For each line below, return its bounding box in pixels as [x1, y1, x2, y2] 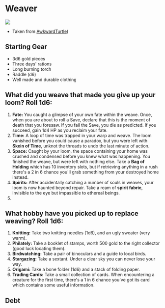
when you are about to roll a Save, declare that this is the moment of [12, 116, 151, 123]
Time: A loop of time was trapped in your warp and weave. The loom [12, 132, 152, 138]
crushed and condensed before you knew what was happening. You [12, 153, 151, 159]
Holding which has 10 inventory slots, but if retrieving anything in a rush [12, 164, 158, 169]
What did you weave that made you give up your [5, 91, 156, 99]
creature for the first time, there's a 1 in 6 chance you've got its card [12, 277, 150, 283]
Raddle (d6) [12, 71, 36, 77]
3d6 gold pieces [12, 56, 46, 61]
